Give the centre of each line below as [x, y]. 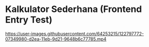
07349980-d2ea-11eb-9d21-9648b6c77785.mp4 [56, 39]
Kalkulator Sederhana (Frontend [73, 9]
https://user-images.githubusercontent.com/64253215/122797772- [74, 33]
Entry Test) [29, 20]
